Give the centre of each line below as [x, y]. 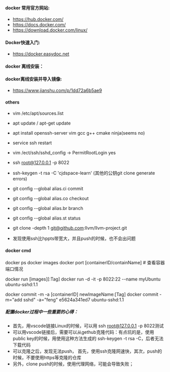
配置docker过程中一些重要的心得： [42, 312]
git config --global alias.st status [47, 218]
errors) [20, 179]
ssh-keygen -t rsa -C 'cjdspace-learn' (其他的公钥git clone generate [84, 173]
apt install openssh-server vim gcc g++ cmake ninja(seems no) [79, 133]
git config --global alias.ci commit [48, 189]
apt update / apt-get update [42, 123]
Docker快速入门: [23, 42]
